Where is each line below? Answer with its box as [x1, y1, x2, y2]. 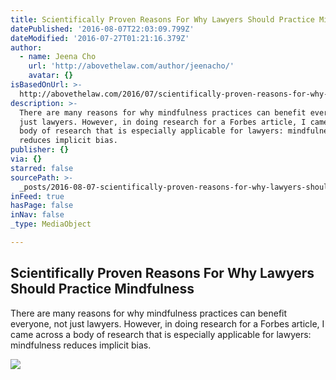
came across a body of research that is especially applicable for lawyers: [10, 328, 312, 340]
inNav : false [10, 210, 65, 220]
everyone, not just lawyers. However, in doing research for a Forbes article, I [10, 317, 325, 330]
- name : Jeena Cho [19, 52, 97, 62]
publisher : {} [10, 145, 70, 155]
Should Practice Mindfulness [10, 281, 195, 298]
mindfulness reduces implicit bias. [10, 339, 152, 351]
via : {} [10, 154, 43, 164]
